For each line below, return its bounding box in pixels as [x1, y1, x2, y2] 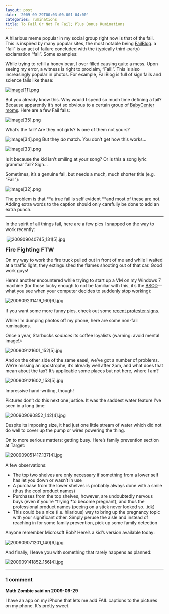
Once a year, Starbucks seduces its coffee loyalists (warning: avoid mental [5, 333, 160, 339]
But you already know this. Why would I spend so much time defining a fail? [5, 97, 162, 103]
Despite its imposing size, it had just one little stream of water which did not [5, 422, 162, 428]
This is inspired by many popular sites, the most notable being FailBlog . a [5, 41, 157, 47]
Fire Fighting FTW [5, 246, 54, 253]
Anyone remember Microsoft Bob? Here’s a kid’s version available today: [5, 529, 155, 536]
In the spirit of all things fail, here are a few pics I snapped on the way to [5, 221, 154, 227]
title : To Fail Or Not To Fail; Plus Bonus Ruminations [5, 21, 125, 27]
